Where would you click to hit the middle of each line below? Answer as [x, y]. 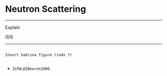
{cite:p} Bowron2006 [31, 68]
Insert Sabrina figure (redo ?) [39, 55]
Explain [13, 27]
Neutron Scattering [45, 9]
